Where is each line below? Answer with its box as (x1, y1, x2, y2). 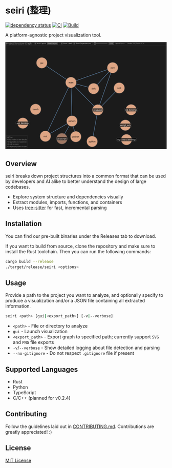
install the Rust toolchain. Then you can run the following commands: (5, 248, 151, 254)
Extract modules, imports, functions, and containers (12, 199, 122, 205)
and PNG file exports (12, 339, 54, 345)
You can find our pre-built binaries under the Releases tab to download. (5, 233, 156, 239)
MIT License (5, 457, 32, 463)
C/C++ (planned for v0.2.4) (12, 395, 71, 401)
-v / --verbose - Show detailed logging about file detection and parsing (12, 344, 160, 351)
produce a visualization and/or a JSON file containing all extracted (5, 298, 145, 304)
